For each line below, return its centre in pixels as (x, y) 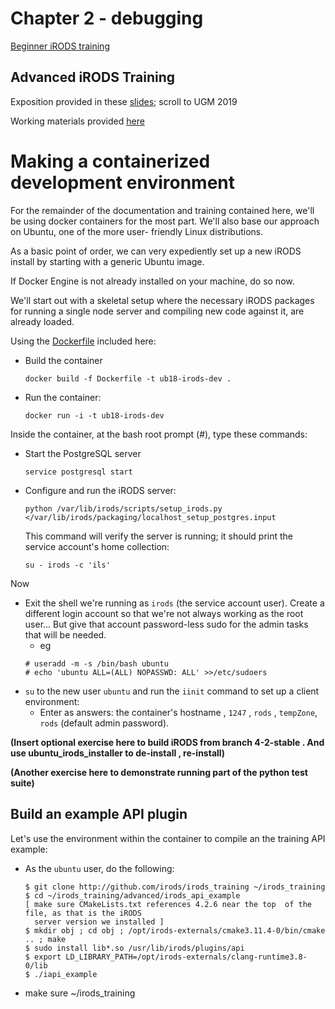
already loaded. (42, 321)
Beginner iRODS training (60, 46)
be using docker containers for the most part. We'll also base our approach (165, 221)
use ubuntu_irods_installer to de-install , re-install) (118, 753)
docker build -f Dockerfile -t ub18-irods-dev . (128, 378)
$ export (43, 957)
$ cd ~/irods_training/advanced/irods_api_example (132, 895)
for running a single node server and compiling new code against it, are (157, 311)
